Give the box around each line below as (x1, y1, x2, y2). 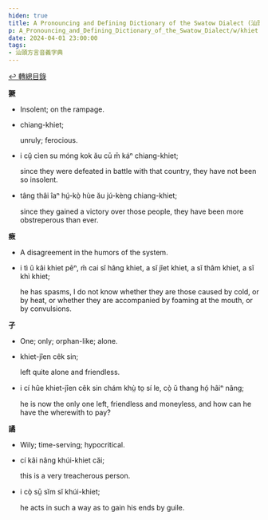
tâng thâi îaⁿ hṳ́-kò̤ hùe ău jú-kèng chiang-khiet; (19, 191, 178, 200)
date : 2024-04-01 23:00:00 (8, 33, 98, 42)
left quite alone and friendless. (19, 368, 120, 376)
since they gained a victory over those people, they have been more (19, 207, 244, 216)
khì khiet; (19, 272, 50, 281)
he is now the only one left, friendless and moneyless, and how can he (19, 400, 252, 408)
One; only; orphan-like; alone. (19, 337, 118, 345)
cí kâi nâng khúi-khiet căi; (19, 455, 105, 465)
